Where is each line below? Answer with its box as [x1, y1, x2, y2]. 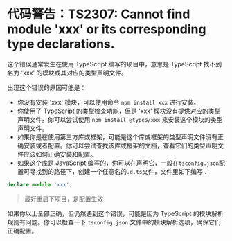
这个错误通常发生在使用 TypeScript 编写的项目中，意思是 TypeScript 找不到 [7, 60, 222, 68]
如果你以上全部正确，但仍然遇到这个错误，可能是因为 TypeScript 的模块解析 [7, 209, 224, 217]
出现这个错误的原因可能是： [7, 83, 87, 91]
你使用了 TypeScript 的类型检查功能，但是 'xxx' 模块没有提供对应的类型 [17, 107, 221, 115]
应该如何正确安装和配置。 [23, 150, 97, 158]
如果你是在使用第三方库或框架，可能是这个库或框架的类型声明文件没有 [17, 132, 218, 141]
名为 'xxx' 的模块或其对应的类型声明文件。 [7, 69, 128, 77]
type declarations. [7, 36, 116, 52]
